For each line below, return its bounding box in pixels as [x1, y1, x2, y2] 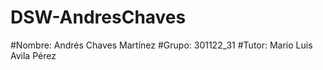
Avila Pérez [10, 49, 57, 61]
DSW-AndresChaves [10, 6, 187, 29]
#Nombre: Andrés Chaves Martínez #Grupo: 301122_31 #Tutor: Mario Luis [10, 39, 313, 51]
